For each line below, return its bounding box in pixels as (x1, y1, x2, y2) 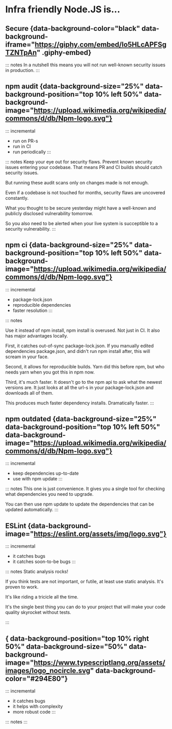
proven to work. (5, 584, 39, 590)
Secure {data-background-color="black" (5, 24, 140, 33)
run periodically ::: (12, 148, 51, 155)
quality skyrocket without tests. (5, 609, 72, 615)
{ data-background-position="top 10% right (5, 634, 149, 643)
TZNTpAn (5, 48, 37, 57)
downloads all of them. (5, 389, 54, 396)
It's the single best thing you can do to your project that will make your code (5, 604, 166, 610)
